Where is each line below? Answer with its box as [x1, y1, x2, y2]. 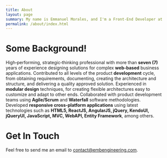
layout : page [5, 12, 33, 17]
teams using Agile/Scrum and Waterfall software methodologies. [5, 97, 141, 103]
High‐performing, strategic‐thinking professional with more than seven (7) [5, 60, 158, 66]
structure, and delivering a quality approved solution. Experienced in [5, 81, 146, 87]
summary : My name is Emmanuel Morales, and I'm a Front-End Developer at [5, 17, 163, 22]
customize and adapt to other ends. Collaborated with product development [5, 91, 162, 98]
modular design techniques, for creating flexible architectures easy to [5, 86, 150, 92]
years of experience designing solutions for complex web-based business [5, 65, 159, 71]
